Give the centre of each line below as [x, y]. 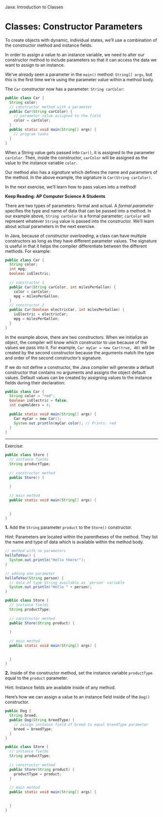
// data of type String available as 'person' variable [67, 583]
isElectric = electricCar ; [41, 314]
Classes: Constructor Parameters [74, 27]
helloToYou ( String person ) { [34, 578]
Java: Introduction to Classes [34, 7]
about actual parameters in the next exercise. [50, 226]
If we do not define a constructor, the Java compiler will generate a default [80, 367]
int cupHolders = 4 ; [30, 405]
